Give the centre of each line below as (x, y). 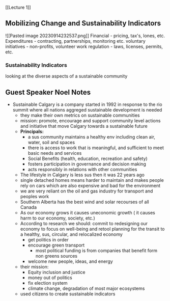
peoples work (35, 196)
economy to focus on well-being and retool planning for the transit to (92, 229)
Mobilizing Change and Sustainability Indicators (83, 23)
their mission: (34, 266)
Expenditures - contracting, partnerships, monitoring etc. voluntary (76, 41)
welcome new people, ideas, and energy (70, 261)
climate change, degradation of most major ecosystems (86, 288)
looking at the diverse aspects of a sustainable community (66, 76)
